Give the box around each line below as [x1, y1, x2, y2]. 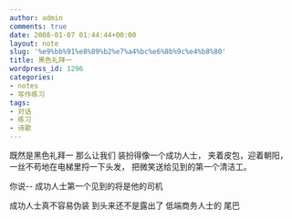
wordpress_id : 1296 [9, 65, 84, 74]
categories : [9, 73, 55, 82]
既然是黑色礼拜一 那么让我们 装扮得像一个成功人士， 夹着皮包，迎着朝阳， [9, 150, 288, 161]
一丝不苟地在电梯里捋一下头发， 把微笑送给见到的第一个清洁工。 [9, 162, 252, 172]
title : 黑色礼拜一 [9, 56, 73, 65]
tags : [9, 98, 30, 108]
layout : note [9, 38, 59, 48]
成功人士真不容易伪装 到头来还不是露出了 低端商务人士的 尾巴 [9, 200, 240, 211]
